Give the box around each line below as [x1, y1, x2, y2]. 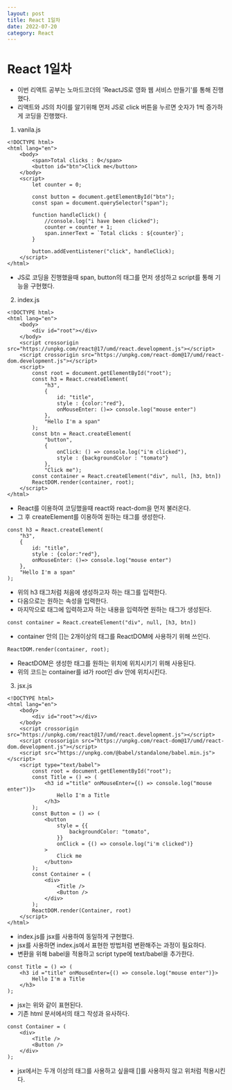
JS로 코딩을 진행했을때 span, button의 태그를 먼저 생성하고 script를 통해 [17, 273, 213, 281]
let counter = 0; [32, 182, 82, 188]
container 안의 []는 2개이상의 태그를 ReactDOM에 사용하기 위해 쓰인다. [17, 632, 211, 641]
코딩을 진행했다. [24, 112, 68, 120]
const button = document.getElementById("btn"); [32, 193, 175, 201]
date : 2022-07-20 [7, 23, 57, 30]
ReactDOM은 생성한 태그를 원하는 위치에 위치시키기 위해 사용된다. [17, 659, 196, 667]
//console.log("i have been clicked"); [44, 218, 159, 225]
